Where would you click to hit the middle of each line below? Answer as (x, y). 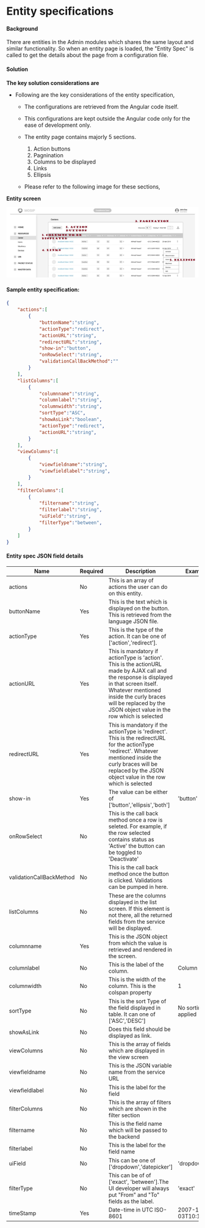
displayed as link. (130, 1035)
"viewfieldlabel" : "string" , (75, 471)
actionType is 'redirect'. (138, 731)
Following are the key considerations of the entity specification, (95, 95)
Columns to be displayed (65, 162)
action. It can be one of (137, 636)
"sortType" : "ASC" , (62, 413)
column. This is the (132, 986)
